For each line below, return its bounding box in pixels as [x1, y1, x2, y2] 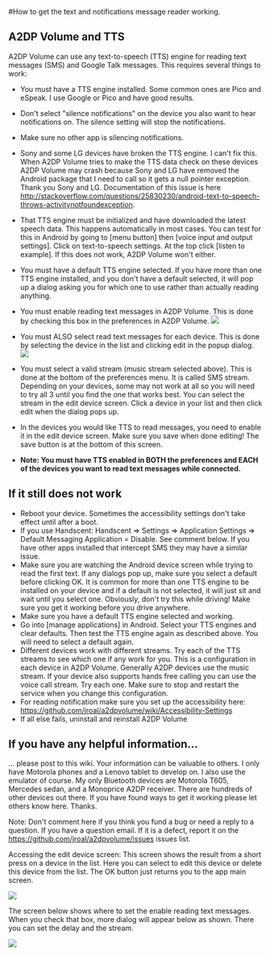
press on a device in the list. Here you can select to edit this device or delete [8, 858, 263, 868]
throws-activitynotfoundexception [19, 199, 133, 209]
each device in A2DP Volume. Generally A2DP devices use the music [19, 663, 250, 672]
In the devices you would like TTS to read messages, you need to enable [19, 422, 262, 432]
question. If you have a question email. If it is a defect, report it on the [8, 825, 239, 835]
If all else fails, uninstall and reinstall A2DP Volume [19, 713, 188, 724]
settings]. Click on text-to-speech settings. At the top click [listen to [19, 241, 246, 251]
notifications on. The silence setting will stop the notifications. [19, 117, 226, 127]
